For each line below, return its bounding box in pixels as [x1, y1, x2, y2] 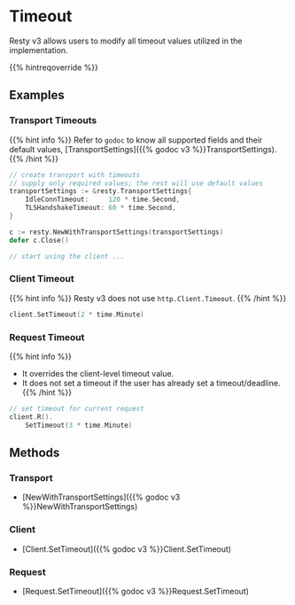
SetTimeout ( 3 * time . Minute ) [25, 421, 133, 430]
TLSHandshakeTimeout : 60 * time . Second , [25, 204, 176, 213]
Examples [9, 88, 65, 103]
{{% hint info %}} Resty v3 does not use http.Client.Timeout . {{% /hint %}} [9, 292, 287, 303]
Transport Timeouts [9, 114, 97, 127]
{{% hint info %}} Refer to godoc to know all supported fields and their [9, 135, 263, 145]
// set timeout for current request [9, 404, 144, 413]
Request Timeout [9, 330, 85, 343]
